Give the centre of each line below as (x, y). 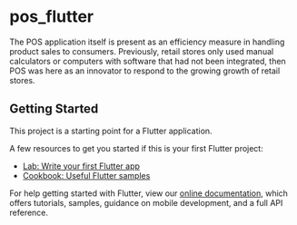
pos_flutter (52, 17)
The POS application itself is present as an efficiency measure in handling (147, 42)
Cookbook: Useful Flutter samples (86, 175)
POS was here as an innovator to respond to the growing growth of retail (145, 71)
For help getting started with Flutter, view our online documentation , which (149, 193)
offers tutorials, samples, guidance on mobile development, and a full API (146, 202)
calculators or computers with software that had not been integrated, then (148, 61)
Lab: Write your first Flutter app (81, 166)
